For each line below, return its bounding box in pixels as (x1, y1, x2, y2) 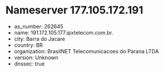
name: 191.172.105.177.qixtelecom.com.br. (14, 29, 113, 36)
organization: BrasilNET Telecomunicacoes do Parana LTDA (14, 47, 159, 54)
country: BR (14, 42, 43, 49)
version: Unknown (14, 54, 58, 61)
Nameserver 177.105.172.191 (5, 4, 144, 17)
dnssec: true (14, 60, 45, 67)
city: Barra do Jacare (14, 35, 65, 42)
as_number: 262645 (14, 23, 64, 30)
